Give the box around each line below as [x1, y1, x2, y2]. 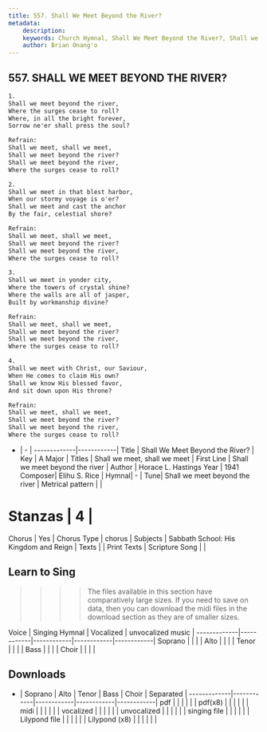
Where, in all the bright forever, [8, 114, 127, 122]
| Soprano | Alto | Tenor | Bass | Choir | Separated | [19, 689, 187, 698]
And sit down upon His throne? [8, 387, 112, 395]
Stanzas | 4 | [8, 507, 94, 526]
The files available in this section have [87, 587, 213, 596]
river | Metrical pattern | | [19, 479, 103, 488]
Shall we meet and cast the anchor [8, 203, 127, 211]
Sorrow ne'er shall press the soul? [8, 121, 130, 130]
